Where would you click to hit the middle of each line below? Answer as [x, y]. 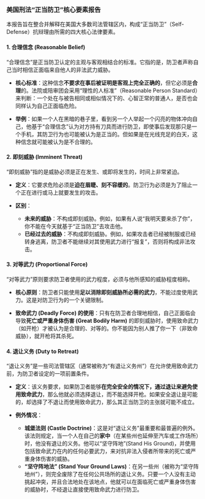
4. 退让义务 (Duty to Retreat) [43, 351]
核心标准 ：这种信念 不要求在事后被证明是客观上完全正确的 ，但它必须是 [104, 83]
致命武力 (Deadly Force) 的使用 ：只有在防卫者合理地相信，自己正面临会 [105, 313]
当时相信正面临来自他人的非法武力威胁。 [62, 69]
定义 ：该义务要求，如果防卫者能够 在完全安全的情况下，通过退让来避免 [104, 387]
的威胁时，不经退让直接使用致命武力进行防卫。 [83, 490]
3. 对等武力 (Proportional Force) [47, 265]
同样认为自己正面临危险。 [47, 106]
